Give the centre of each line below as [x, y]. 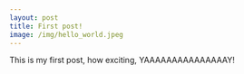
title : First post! [46, 26]
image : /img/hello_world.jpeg [67, 34]
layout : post [34, 18]
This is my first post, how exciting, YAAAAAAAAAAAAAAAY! [122, 60]
